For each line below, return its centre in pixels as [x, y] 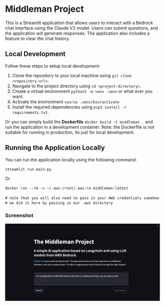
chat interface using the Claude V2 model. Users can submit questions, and [82, 28]
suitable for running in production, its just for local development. [70, 132]
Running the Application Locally [55, 148]
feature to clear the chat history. [38, 38]
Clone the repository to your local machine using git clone [72, 76]
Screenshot [19, 216]
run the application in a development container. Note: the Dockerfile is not [80, 127]
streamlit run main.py [28, 169]
